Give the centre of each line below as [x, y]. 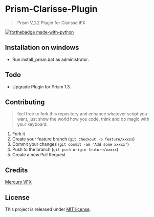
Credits [17, 170]
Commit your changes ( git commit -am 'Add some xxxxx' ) [70, 144]
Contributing [25, 102]
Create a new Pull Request [39, 155]
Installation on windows [42, 48]
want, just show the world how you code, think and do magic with [83, 119]
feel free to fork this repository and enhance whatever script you [82, 114]
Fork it [19, 134]
